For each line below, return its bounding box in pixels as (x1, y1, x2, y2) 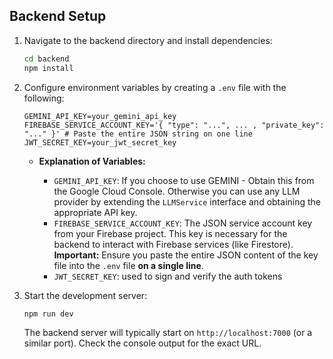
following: (23, 92, 65, 104)
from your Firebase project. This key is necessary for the (53, 227, 288, 239)
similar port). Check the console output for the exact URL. (23, 337, 262, 349)
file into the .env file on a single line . (53, 259, 204, 271)
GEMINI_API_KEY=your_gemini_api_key (23, 111, 177, 121)
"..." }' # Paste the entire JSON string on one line (23, 129, 253, 139)
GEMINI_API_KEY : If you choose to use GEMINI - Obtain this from (53, 174, 315, 186)
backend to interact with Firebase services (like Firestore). (53, 238, 294, 250)
